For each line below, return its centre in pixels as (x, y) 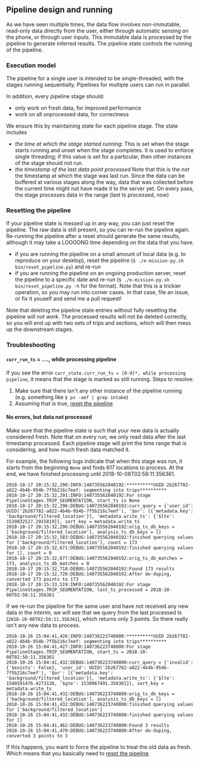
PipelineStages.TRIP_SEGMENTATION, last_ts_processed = (77, 590)
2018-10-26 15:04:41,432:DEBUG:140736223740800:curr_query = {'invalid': (100, 662)
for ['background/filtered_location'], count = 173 (72, 542)
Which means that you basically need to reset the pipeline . (78, 753)
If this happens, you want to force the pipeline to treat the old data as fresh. (99, 747)
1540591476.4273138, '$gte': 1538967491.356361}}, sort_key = (85, 683)
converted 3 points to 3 (37, 736)
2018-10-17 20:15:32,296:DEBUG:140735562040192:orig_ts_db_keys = (90, 527)
